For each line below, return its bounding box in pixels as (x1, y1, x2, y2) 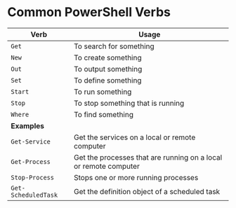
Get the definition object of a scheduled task (73, 186, 221, 196)
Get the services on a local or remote (73, 132, 196, 142)
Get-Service (11, 137, 51, 146)
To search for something (73, 41, 155, 51)
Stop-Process (11, 173, 55, 181)
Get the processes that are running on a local (73, 152, 223, 162)
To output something (73, 64, 143, 74)
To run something (73, 87, 132, 97)
